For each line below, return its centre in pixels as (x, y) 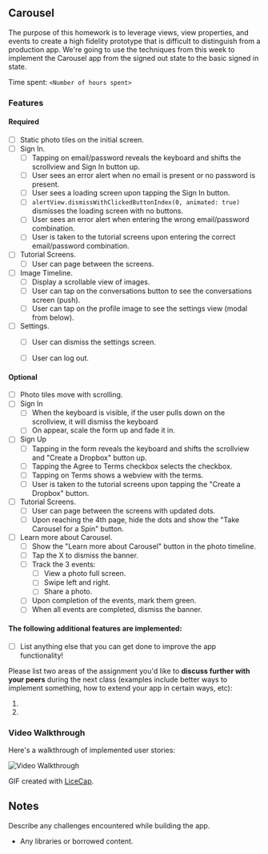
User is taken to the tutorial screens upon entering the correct (134, 237)
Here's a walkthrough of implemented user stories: (92, 750)
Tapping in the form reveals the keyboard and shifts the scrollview (140, 449)
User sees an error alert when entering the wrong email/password (140, 220)
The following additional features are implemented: (95, 629)
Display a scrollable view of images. (91, 282)
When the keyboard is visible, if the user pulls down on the (128, 413)
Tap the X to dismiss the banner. (85, 555)
